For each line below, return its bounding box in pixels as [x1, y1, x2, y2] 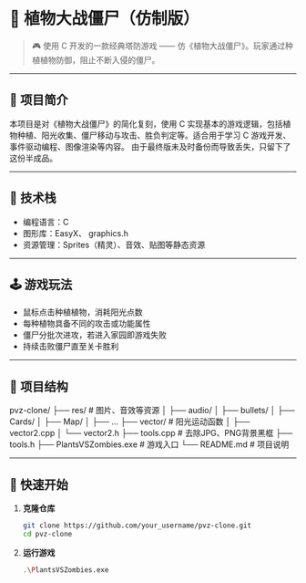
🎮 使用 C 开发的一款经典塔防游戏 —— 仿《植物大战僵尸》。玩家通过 [31, 40, 285, 51]
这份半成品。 [9, 152, 57, 163]
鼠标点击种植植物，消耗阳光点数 [22, 307, 143, 318]
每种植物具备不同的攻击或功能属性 [22, 318, 151, 329]
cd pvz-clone [22, 529, 73, 538]
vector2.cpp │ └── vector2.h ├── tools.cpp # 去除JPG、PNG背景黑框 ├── [9, 428, 293, 439]
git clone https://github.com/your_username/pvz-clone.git [22, 521, 252, 530]
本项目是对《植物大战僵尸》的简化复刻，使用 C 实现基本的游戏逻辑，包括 [9, 118, 284, 129]
